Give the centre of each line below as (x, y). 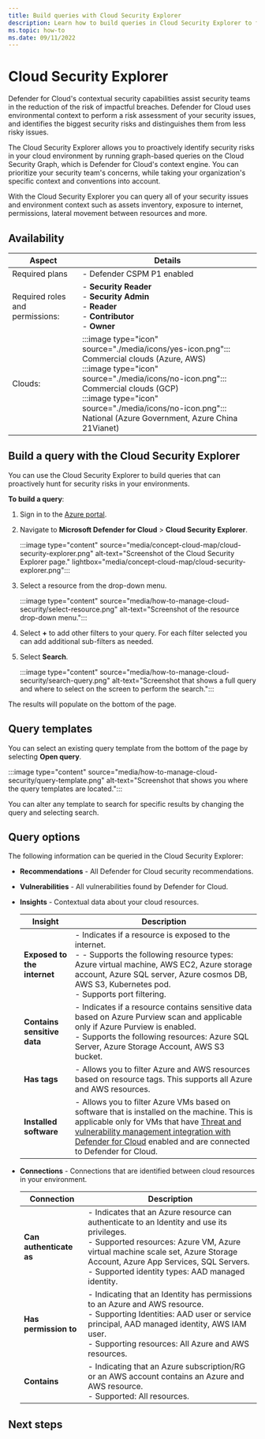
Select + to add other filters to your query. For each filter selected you (133, 633)
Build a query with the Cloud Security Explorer (124, 456)
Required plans (40, 274)
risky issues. (28, 132)
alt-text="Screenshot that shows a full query (184, 680)
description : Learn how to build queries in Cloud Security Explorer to (130, 23)
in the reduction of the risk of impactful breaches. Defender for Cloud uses (129, 107)
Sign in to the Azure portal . (63, 514)
